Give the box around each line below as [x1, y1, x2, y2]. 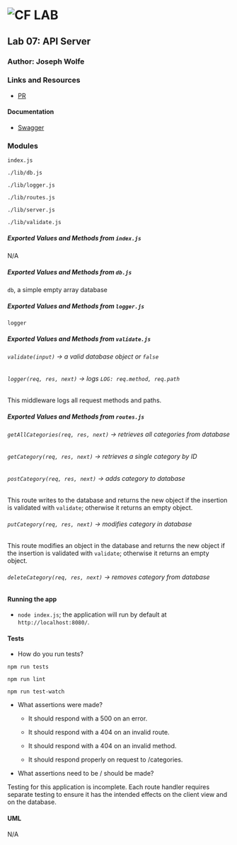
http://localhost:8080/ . [17, 618, 90, 627]
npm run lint [7, 676, 46, 683]
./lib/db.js [7, 170, 42, 177]
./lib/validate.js [7, 219, 62, 226]
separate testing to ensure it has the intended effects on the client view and [7, 791, 228, 799]
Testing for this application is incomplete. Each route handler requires [7, 783, 210, 791]
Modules [7, 141, 39, 151]
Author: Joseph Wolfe [7, 57, 85, 66]
